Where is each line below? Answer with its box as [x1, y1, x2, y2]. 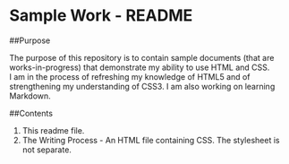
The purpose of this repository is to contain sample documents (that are [9, 52, 275, 63]
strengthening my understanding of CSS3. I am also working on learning [9, 81, 276, 91]
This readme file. [21, 125, 85, 135]
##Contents [9, 108, 54, 118]
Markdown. [9, 91, 51, 101]
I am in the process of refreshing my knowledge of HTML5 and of [9, 71, 251, 82]
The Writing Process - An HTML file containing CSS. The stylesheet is [21, 134, 280, 145]
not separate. [21, 144, 72, 155]
